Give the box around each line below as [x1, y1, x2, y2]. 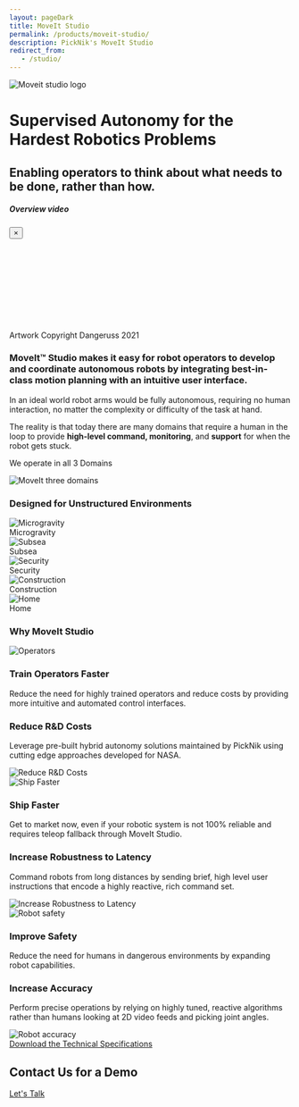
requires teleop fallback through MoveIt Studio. [9, 828, 183, 840]
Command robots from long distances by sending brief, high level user [9, 871, 269, 882]
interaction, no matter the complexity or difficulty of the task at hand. [9, 404, 262, 415]
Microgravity [9, 527, 56, 538]
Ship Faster [9, 799, 60, 811]
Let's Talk [9, 1088, 46, 1099]
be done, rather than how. [9, 179, 156, 194]
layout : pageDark [9, 13, 74, 22]
